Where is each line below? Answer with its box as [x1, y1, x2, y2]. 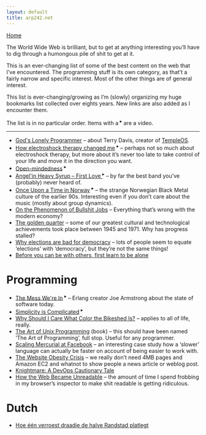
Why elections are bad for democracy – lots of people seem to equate [15, 238, 192, 246]
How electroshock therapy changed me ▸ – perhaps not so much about [15, 143, 194, 151]
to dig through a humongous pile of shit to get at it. [6, 50, 135, 57]
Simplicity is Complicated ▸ [15, 307, 83, 316]
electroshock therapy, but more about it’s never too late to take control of [15, 151, 200, 158]
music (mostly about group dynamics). [15, 199, 113, 206]
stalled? [15, 232, 36, 239]
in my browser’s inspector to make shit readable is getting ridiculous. [15, 380, 189, 387]
